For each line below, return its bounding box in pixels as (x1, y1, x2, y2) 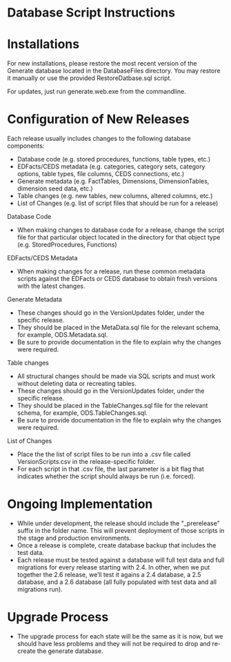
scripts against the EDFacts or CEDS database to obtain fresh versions (17, 275, 218, 283)
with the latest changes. (17, 282, 86, 291)
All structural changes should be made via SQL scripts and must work (17, 372, 216, 380)
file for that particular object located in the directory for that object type (17, 233, 221, 242)
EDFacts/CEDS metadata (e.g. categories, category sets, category (17, 162, 205, 171)
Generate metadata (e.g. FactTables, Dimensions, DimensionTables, (17, 177, 210, 186)
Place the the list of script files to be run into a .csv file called (17, 450, 191, 458)
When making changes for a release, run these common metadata (17, 267, 205, 275)
